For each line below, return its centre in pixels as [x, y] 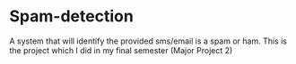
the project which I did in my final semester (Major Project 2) [121, 50]
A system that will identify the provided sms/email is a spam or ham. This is [148, 41]
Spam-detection [72, 16]
